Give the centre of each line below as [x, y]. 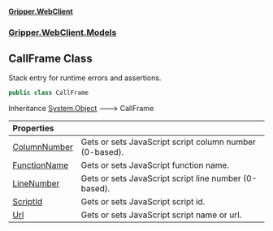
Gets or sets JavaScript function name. [155, 165]
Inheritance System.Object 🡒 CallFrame [81, 109]
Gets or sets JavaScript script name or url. [161, 215]
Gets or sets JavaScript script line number [161, 178]
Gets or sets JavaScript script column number [168, 142]
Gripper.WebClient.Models [63, 32]
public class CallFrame [49, 93]
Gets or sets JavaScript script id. [143, 202]
